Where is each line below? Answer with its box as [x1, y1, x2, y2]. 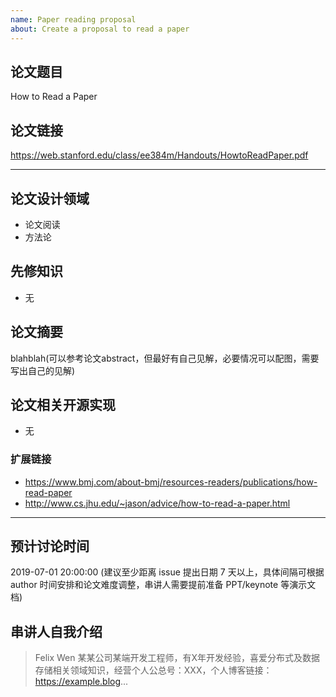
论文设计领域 [10, 190, 90, 207]
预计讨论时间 [10, 538, 90, 555]
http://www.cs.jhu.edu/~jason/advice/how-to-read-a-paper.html [24, 497, 291, 509]
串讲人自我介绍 [10, 623, 103, 640]
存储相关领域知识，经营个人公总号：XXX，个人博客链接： [34, 664, 273, 676]
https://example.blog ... [34, 676, 129, 688]
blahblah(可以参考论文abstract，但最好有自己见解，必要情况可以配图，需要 [10, 352, 320, 364]
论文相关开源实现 [10, 396, 116, 413]
